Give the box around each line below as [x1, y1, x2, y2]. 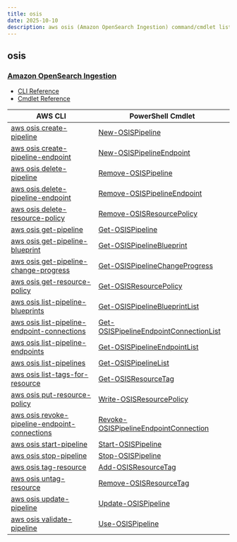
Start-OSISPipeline [98, 440, 162, 449]
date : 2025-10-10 [7, 17, 59, 24]
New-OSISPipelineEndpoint [98, 148, 190, 158]
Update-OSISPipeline [98, 499, 171, 509]
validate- [41, 514, 73, 524]
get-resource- [41, 277, 92, 287]
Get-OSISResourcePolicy [98, 281, 183, 291]
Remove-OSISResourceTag [98, 478, 190, 488]
